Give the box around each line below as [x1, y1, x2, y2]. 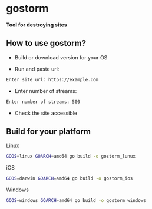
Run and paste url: [14, 65, 60, 72]
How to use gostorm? [6, 38, 87, 48]
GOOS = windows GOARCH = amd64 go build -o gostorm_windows [6, 198, 146, 204]
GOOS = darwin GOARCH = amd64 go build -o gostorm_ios [6, 175, 133, 181]
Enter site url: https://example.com [6, 77, 99, 82]
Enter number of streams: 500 [6, 99, 81, 105]
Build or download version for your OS [14, 54, 108, 61]
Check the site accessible [14, 110, 78, 117]
